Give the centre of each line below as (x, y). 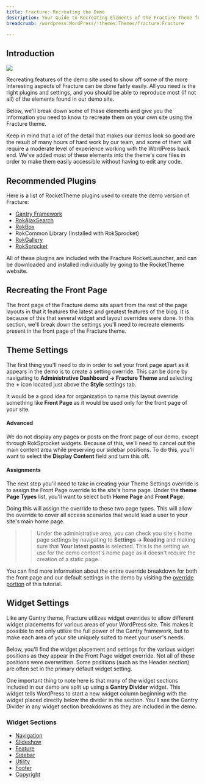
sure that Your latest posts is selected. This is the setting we (113, 546)
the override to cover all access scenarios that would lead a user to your (97, 515)
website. (17, 271)
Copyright (28, 775)
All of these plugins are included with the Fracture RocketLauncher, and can (102, 258)
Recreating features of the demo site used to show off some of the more (97, 79)
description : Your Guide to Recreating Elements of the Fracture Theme (99, 18)
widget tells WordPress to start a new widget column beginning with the (97, 693)
